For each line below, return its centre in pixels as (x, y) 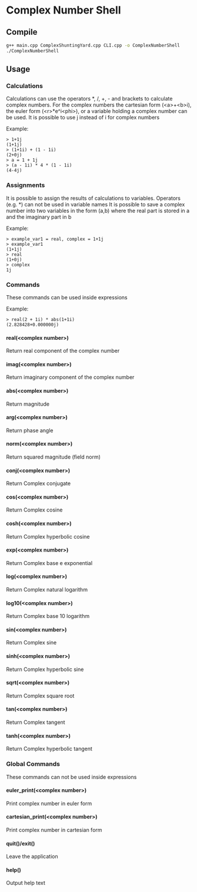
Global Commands (33, 764)
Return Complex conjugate (39, 483)
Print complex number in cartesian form (54, 830)
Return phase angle (30, 430)
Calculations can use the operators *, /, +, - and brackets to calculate (89, 99)
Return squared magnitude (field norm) (54, 457)
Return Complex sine (31, 643)
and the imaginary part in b (39, 217)
